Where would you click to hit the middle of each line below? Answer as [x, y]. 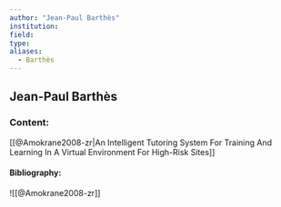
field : [22, 34]
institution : [34, 26]
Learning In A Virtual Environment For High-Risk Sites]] [112, 152]
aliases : [26, 52]
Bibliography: [35, 172]
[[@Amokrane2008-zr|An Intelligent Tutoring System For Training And [141, 143]
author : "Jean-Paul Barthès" [65, 18]
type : [20, 43]
